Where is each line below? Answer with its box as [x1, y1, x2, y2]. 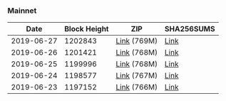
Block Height [63, 24, 109, 34]
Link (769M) [115, 36, 158, 46]
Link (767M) [115, 70, 158, 80]
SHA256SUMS [164, 24, 215, 34]
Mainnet [7, 6, 37, 16]
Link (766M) [115, 83, 158, 92]
